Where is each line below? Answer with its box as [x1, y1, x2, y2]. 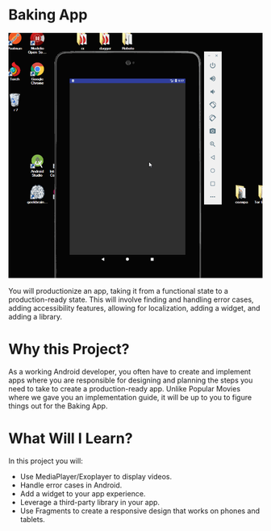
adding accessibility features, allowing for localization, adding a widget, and [8, 303, 261, 313]
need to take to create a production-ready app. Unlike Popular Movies [8, 384, 240, 394]
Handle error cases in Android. [19, 480, 123, 490]
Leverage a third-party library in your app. [19, 498, 160, 508]
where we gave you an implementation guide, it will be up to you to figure [8, 393, 252, 403]
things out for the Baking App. [8, 401, 108, 411]
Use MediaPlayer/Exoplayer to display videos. [19, 472, 173, 482]
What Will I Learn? [8, 429, 133, 448]
